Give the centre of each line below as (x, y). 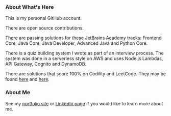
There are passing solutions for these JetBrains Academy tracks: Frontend (83, 38)
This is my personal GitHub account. (43, 18)
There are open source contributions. (45, 28)
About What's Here (30, 7)
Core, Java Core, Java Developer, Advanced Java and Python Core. (77, 43)
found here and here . (28, 79)
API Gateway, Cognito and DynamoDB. (46, 64)
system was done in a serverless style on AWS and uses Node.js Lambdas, (84, 59)
